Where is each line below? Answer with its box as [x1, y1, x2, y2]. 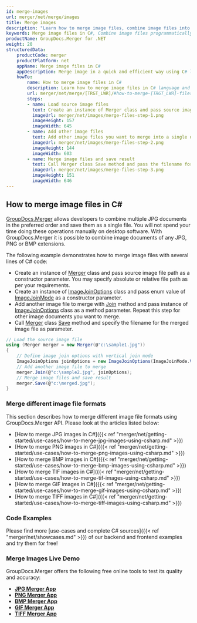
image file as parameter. [14, 325, 73, 332]
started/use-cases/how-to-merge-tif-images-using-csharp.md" [14, 474, 169, 481]
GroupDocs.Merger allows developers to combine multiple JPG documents [6, 215, 187, 222]
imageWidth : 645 [32, 123, 72, 129]
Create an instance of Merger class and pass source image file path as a [14, 269, 190, 276]
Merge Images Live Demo [6, 554, 80, 563]
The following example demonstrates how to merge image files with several [6, 251, 189, 258]
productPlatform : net [16, 58, 69, 63]
